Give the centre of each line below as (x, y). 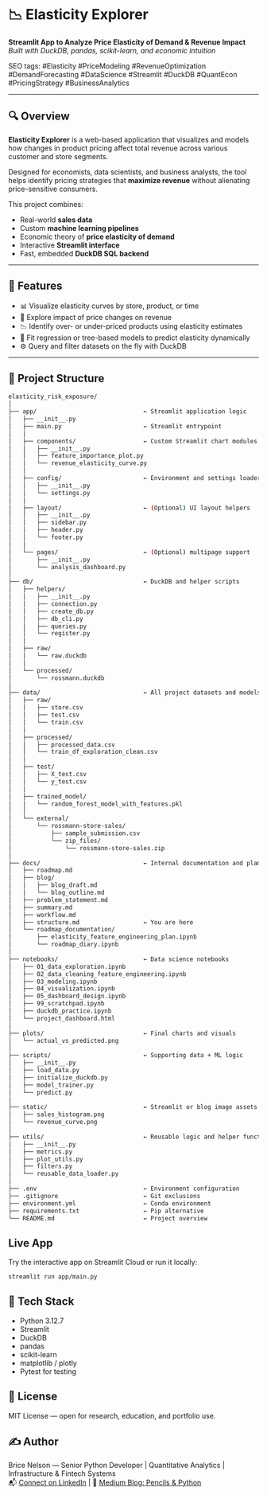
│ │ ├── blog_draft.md (53, 885)
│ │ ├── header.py (46, 530)
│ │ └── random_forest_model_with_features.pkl (95, 804)
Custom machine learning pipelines (79, 228)
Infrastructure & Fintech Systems (62, 1474)
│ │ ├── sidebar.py (48, 523)
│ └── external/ (39, 819)
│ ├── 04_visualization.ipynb (62, 989)
